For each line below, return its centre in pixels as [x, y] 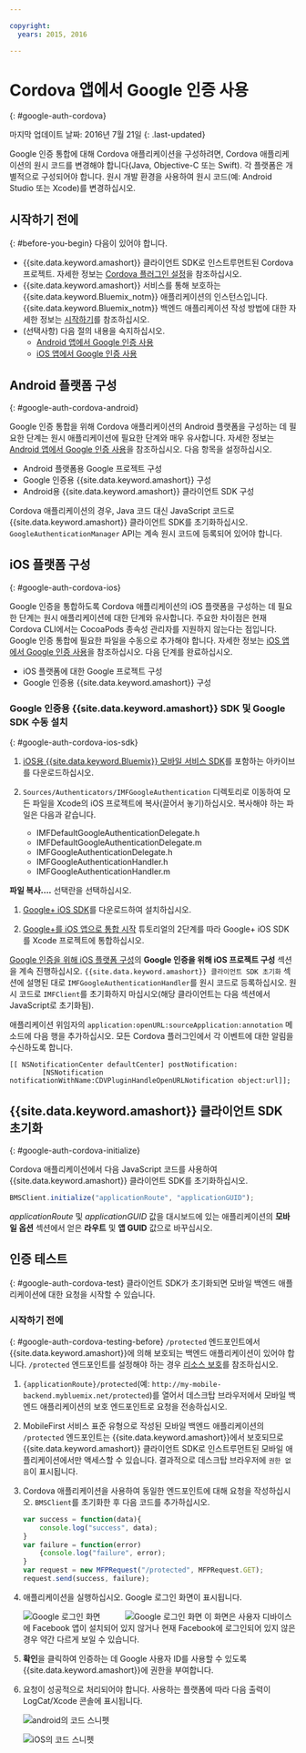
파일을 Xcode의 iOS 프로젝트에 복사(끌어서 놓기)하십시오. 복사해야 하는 [158, 803]
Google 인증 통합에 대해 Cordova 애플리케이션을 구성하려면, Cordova [133, 154]
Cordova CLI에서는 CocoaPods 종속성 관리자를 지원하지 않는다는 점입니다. [143, 628]
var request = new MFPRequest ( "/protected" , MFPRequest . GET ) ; [143, 1570]
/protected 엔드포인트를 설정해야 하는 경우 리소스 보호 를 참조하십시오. [153, 1364]
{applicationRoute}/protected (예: [86, 1383]
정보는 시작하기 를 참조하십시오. [95, 320]
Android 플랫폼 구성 [63, 385]
